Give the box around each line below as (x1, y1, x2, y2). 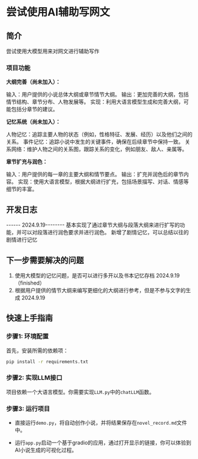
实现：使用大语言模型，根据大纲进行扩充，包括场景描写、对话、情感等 (17, 178, 189, 185)
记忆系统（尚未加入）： (6, 118, 61, 125)
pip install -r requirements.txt (6, 358, 89, 364)
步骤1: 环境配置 (6, 332, 49, 341)
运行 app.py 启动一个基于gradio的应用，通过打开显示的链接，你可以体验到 (14, 439, 191, 447)
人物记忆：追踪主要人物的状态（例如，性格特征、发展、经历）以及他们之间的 (6, 131, 193, 138)
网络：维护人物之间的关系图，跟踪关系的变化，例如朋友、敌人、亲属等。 (11, 146, 187, 153)
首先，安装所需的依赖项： (6, 347, 69, 354)
